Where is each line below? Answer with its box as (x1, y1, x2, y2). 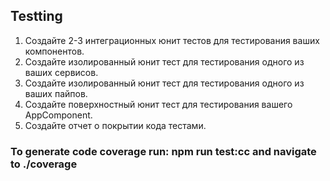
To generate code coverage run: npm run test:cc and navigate (10, 144, 317, 158)
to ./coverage (10, 157, 78, 171)
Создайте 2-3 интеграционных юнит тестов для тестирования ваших (24, 34, 320, 46)
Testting (10, 8, 63, 25)
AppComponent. (24, 109, 93, 121)
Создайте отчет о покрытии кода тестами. (24, 119, 207, 131)
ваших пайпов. (24, 87, 88, 99)
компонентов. (24, 45, 85, 57)
